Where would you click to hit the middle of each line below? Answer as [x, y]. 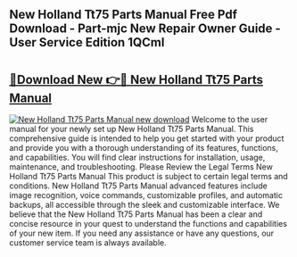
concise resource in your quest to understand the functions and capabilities [148, 224]
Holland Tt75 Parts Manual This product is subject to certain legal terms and [148, 176]
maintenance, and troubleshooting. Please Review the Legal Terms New [141, 167]
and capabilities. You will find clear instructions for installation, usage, [137, 157]
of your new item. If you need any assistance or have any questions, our [142, 233]
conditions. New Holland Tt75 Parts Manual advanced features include [138, 186]
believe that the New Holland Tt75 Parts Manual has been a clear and [136, 214]
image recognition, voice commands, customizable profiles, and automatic [146, 195]
